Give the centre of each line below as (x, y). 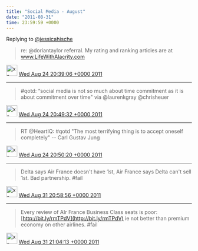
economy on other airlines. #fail (59, 225)
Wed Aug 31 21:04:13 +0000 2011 (59, 242)
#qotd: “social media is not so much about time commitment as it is (102, 91)
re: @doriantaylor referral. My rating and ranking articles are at (96, 51)
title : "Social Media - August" (46, 11)
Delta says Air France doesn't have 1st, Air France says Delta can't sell (106, 172)
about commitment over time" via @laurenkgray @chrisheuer (95, 97)
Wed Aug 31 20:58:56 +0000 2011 (60, 195)
